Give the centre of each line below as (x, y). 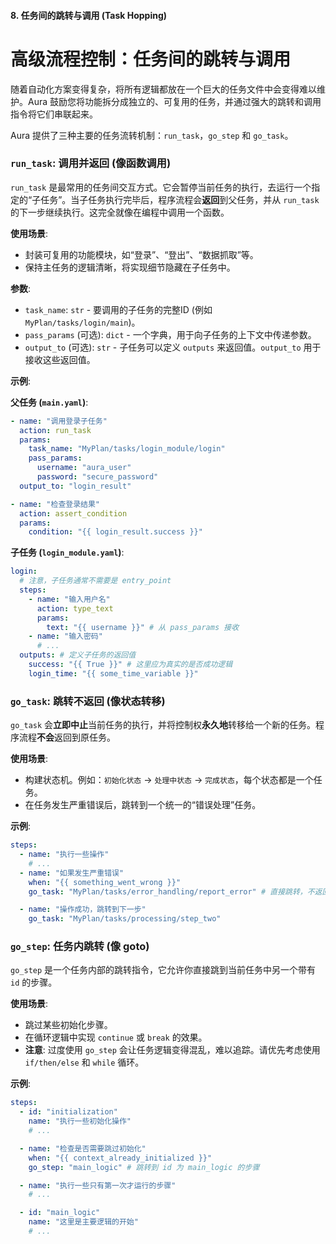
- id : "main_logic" (60, 1213)
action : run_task (55, 430)
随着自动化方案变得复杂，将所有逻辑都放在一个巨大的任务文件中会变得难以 (163, 89)
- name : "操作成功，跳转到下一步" (83, 910)
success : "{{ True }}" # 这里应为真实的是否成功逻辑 (130, 665)
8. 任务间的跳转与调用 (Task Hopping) (89, 15)
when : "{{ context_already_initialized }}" (120, 1158)
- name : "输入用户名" (69, 599)
